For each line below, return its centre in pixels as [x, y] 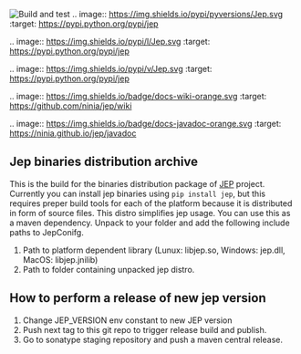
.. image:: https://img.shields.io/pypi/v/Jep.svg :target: [111, 69]
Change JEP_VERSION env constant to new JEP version [127, 320]
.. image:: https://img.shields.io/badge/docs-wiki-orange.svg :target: [138, 96]
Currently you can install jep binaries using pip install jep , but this [138, 193]
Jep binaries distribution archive [104, 162]
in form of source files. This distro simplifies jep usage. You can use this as [150, 213]
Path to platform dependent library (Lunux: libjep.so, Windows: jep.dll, [154, 250]
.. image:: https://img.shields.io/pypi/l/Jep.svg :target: [110, 42]
